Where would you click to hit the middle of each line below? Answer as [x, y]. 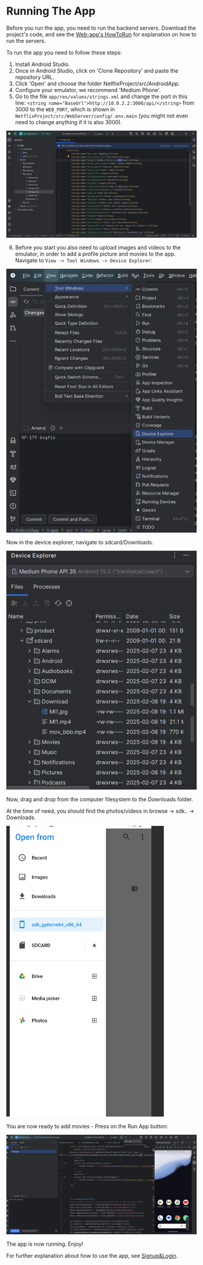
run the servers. [26, 41]
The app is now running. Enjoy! [45, 1244]
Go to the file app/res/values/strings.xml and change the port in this [101, 96]
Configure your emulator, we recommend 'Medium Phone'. [88, 90]
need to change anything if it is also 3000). [69, 122]
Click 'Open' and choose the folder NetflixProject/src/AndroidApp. [97, 84]
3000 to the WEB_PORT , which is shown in [65, 109]
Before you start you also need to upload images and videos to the [98, 248]
